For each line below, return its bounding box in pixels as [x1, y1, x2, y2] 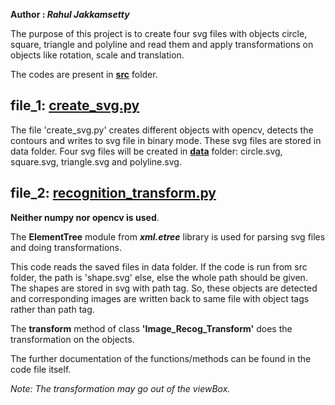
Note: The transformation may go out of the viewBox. [10, 382, 231, 394]
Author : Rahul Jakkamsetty [10, 9, 130, 20]
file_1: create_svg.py [10, 97, 140, 114]
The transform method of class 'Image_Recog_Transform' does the [10, 322, 293, 334]
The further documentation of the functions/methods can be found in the [10, 352, 312, 364]
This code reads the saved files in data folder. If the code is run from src [10, 260, 308, 273]
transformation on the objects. [10, 333, 135, 345]
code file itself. [10, 363, 72, 375]
